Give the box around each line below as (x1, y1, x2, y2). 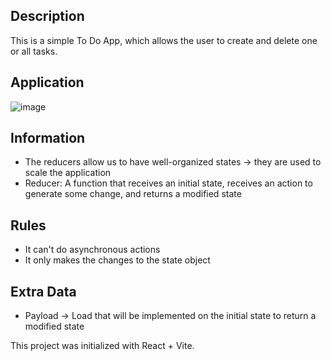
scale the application (24, 167, 112, 179)
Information (10, 130, 86, 147)
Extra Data (10, 283, 77, 300)
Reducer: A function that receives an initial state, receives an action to (24, 177, 313, 189)
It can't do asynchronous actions (24, 244, 161, 256)
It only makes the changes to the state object (24, 254, 211, 266)
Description (10, 8, 85, 25)
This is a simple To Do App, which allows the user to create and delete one (10, 34, 318, 46)
